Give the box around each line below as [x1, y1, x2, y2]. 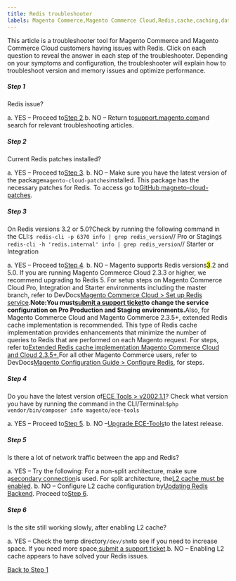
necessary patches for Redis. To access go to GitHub [7, 184, 160, 192]
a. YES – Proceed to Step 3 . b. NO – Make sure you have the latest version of [7, 168, 228, 177]
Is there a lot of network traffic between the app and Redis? [7, 454, 179, 462]
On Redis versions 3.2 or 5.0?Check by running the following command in [7, 225, 220, 233]
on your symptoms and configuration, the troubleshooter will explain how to [7, 58, 226, 67]
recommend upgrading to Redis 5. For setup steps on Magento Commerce [7, 276, 223, 285]
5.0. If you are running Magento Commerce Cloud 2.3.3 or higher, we [7, 268, 206, 277]
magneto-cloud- [161, 184, 209, 192]
